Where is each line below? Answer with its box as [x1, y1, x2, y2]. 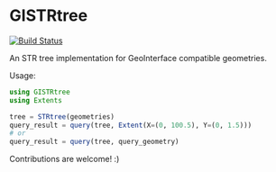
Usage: [9, 69, 36, 81]
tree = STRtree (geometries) [9, 112, 115, 122]
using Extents [9, 95, 63, 104]
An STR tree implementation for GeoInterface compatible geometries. [9, 52, 268, 63]
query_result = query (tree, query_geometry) [9, 137, 179, 147]
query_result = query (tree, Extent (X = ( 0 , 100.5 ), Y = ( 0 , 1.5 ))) [9, 121, 253, 130]
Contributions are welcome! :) [9, 154, 120, 165]
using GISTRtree [9, 87, 70, 96]
